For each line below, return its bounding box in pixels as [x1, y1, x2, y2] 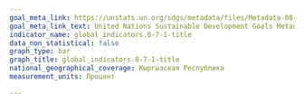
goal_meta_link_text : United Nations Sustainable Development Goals [9, 22, 273, 31]
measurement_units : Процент [9, 72, 116, 81]
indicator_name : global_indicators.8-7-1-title [9, 30, 193, 39]
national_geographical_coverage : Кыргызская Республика [9, 64, 224, 73]
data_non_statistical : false [9, 38, 119, 48]
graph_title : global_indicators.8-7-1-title [9, 55, 180, 64]
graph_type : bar [9, 47, 71, 56]
